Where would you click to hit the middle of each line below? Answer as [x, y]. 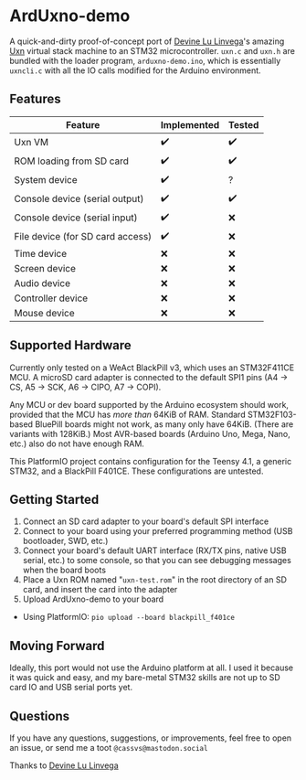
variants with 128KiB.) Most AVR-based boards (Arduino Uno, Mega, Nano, [150, 433]
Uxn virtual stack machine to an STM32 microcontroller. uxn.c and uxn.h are [152, 50]
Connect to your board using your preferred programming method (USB [158, 531]
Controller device [51, 298]
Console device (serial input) [76, 218]
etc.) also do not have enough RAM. [77, 443]
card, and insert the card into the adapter [100, 590]
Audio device [42, 283]
